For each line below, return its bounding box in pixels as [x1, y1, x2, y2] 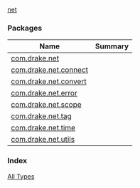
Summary [95, 41, 129, 51]
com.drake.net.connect [11, 65, 89, 75]
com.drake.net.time [11, 123, 76, 133]
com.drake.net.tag [11, 111, 72, 121]
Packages [7, 23, 43, 33]
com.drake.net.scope [11, 100, 82, 110]
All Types [7, 172, 35, 180]
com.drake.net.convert [11, 77, 87, 87]
